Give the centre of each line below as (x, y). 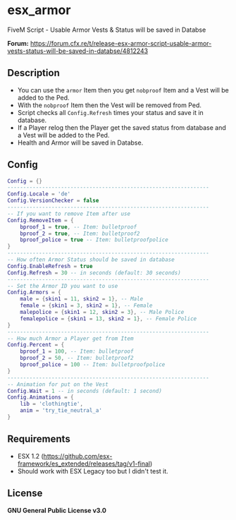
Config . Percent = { (36, 345)
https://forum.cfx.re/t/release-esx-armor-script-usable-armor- (121, 43)
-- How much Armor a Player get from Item (70, 338)
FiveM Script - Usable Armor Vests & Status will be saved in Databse (107, 30)
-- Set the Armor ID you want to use (63, 286)
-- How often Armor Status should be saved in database (91, 260)
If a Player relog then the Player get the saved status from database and (122, 127)
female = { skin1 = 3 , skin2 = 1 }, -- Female (86, 306)
